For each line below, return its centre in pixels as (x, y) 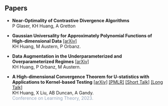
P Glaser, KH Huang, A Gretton (44, 26)
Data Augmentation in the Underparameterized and (67, 56)
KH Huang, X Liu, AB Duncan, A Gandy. (53, 92)
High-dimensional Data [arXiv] (44, 41)
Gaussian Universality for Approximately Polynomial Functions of (82, 35)
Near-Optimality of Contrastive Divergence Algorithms (71, 20)
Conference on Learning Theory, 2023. (53, 98)
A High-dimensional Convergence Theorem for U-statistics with (80, 76)
